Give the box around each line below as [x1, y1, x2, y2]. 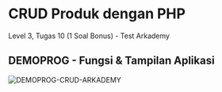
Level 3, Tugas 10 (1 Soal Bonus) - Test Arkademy [8, 31, 170, 40]
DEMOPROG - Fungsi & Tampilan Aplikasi [8, 54, 216, 67]
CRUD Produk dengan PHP [8, 5, 186, 23]
